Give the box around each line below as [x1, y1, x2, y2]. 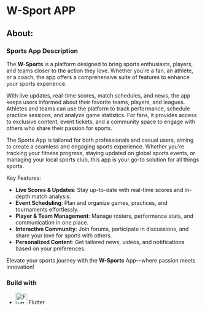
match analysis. [31, 193, 72, 200]
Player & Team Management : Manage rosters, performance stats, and [15, 212, 194, 220]
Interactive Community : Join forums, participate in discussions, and [15, 225, 189, 232]
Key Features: [6, 174, 41, 182]
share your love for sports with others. [15, 231, 112, 239]
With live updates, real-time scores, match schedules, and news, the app [6, 91, 191, 99]
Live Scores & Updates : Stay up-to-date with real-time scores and [15, 186, 184, 193]
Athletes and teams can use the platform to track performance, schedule [6, 105, 190, 112]
